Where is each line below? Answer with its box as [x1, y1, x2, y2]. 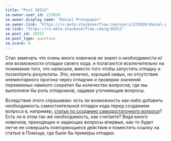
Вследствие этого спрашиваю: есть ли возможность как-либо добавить [5, 97, 163, 103]
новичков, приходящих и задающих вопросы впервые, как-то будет [5, 119, 154, 125]
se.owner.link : [5, 21, 38, 27]
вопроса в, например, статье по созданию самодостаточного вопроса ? [5, 108, 162, 114]
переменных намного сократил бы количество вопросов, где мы [5, 82, 148, 88]
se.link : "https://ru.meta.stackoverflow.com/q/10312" [5, 27, 124, 32]
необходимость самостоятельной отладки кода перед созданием [5, 103, 150, 109]
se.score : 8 [5, 41, 31, 46]
